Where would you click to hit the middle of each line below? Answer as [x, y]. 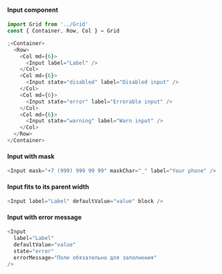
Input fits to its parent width [48, 186]
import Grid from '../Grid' [48, 24]
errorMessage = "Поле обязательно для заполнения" [85, 257]
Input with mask [31, 156]
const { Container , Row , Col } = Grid [63, 31]
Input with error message [45, 217]
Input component [33, 10]
